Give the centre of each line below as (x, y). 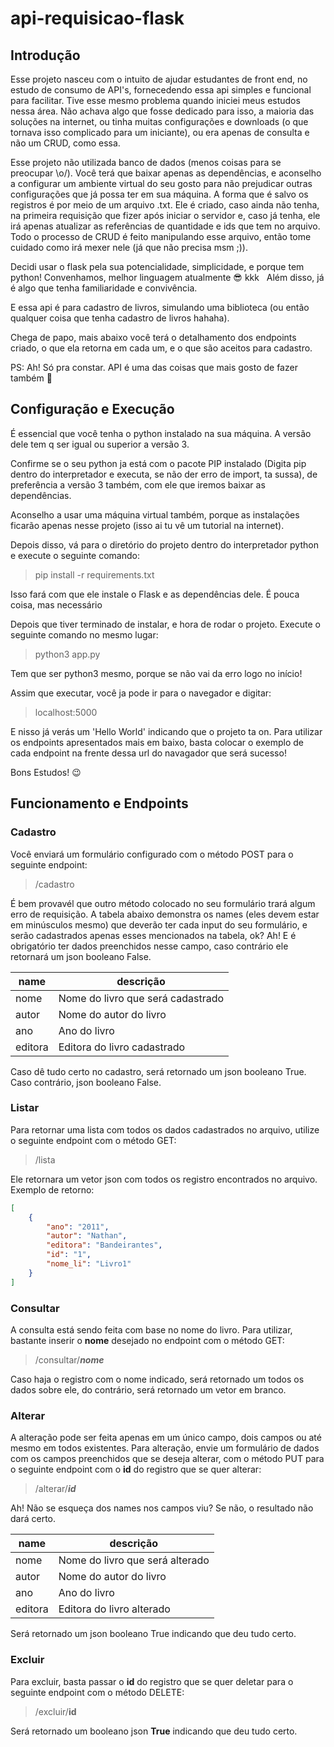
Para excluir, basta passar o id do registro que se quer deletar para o (152, 1681)
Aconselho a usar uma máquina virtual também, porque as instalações (155, 514)
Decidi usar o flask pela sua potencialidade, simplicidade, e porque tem (157, 266)
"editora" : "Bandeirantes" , (104, 1245)
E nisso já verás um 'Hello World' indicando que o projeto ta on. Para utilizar (166, 731)
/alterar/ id (55, 1489)
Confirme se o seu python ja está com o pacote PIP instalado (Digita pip (158, 463)
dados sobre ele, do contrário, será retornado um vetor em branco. (148, 1389)
